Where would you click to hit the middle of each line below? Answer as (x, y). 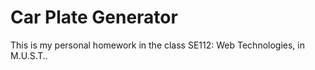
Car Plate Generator (94, 17)
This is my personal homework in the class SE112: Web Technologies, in (157, 45)
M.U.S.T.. (29, 55)
